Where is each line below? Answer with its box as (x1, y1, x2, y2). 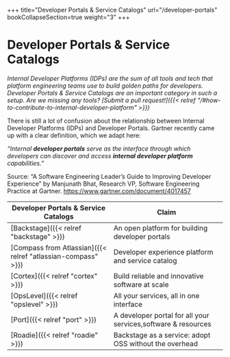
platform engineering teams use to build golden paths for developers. (7, 82, 203, 90)
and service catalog (113, 256, 177, 265)
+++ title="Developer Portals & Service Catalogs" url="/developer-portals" (7, 6, 218, 14)
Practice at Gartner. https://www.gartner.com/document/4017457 (7, 186, 192, 195)
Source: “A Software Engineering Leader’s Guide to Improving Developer (7, 172, 212, 180)
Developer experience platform (113, 247, 214, 256)
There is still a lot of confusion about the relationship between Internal (7, 116, 205, 125)
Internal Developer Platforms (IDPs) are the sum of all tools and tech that (7, 74, 214, 82)
